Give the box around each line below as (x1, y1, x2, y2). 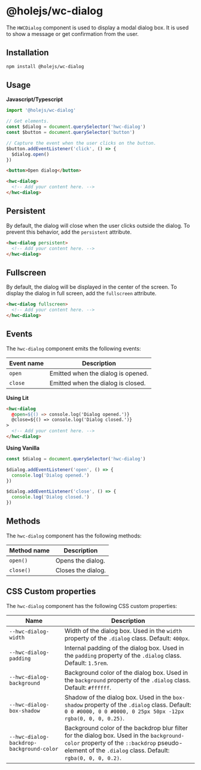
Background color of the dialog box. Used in (64, 668, 188, 677)
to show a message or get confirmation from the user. (6, 30, 139, 37)
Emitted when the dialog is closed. (50, 378, 146, 387)
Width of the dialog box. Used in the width (64, 627, 182, 635)
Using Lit (6, 394, 29, 401)
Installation (6, 48, 49, 58)
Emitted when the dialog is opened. (50, 369, 148, 377)
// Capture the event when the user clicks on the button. (6, 140, 157, 146)
